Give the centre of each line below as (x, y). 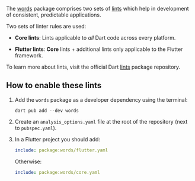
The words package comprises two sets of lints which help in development (97, 9)
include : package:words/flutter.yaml (61, 150)
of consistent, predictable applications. (54, 15)
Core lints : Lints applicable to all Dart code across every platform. (95, 38)
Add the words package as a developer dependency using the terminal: (101, 99)
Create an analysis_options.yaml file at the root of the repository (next (101, 121)
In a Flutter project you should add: (57, 139)
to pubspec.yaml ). (36, 128)
